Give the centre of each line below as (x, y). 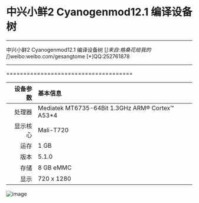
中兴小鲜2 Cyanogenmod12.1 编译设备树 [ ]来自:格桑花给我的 (79, 49)
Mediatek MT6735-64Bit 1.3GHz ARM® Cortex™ (106, 108)
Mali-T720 (53, 130)
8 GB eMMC (55, 167)
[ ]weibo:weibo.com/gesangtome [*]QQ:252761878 (68, 56)
